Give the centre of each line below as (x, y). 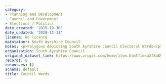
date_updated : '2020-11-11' (34, 33)
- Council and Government (32, 19)
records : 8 (16, 60)
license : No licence (26, 38)
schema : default (22, 70)
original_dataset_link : (30, 56)
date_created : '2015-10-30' (34, 28)
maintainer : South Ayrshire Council (43, 42)
